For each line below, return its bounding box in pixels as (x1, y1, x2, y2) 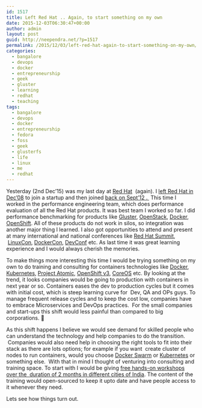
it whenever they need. (6, 383, 63, 391)
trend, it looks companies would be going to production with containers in (6, 276, 189, 283)
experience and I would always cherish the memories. (6, 245, 140, 252)
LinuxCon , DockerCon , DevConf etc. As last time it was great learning (7, 239, 180, 246)
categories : (6, 48, 36, 54)
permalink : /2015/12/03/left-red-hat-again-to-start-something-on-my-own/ (6, 43, 198, 49)
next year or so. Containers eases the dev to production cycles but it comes (6, 282, 194, 289)
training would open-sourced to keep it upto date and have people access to (6, 377, 196, 384)
